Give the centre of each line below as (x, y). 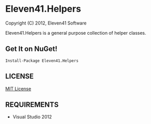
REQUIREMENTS (32, 104)
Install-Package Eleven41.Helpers (42, 61)
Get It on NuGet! (31, 49)
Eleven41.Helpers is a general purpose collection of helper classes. (76, 33)
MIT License (18, 89)
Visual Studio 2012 (32, 117)
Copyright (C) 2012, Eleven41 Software (46, 23)
